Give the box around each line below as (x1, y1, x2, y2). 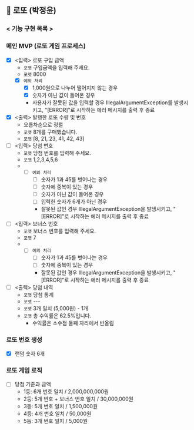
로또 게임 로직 (6, 366, 43, 374)
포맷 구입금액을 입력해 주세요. (23, 64, 90, 71)
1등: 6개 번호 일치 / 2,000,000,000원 (23, 388, 109, 395)
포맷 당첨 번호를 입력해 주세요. (23, 149, 91, 156)
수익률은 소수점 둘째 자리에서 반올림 (32, 319, 115, 326)
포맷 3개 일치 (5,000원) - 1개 (23, 305, 88, 312)
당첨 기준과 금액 (14, 381, 51, 388)
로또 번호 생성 (6, 335, 43, 343)
